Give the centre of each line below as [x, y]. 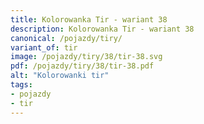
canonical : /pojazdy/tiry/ [66, 38]
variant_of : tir [44, 47]
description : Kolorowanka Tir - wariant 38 [102, 29]
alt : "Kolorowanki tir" [60, 76]
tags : [21, 85]
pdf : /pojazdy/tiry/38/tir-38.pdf [82, 66]
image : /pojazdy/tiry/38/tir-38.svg [86, 57]
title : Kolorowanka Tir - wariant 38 [89, 19]
